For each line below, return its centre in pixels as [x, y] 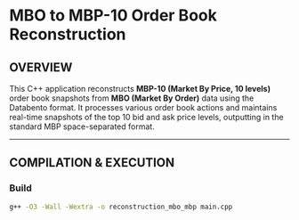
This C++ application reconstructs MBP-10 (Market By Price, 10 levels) [140, 89]
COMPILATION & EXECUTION [92, 163]
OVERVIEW [41, 67]
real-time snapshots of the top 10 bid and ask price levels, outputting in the [146, 117]
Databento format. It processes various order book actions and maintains [143, 107]
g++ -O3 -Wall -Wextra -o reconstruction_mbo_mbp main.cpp [121, 207]
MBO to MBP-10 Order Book [113, 16]
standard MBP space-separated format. [82, 126]
